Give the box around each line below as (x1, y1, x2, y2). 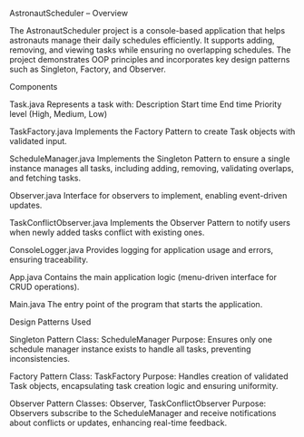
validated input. (9, 136, 68, 146)
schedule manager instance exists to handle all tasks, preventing (9, 344, 251, 354)
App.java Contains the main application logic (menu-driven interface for (9, 272, 278, 282)
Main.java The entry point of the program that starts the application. (9, 299, 263, 309)
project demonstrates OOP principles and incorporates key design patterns (9, 54, 290, 64)
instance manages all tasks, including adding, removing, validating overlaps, (9, 163, 295, 173)
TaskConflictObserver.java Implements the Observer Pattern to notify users (9, 218, 290, 228)
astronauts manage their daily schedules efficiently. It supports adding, (9, 35, 275, 45)
